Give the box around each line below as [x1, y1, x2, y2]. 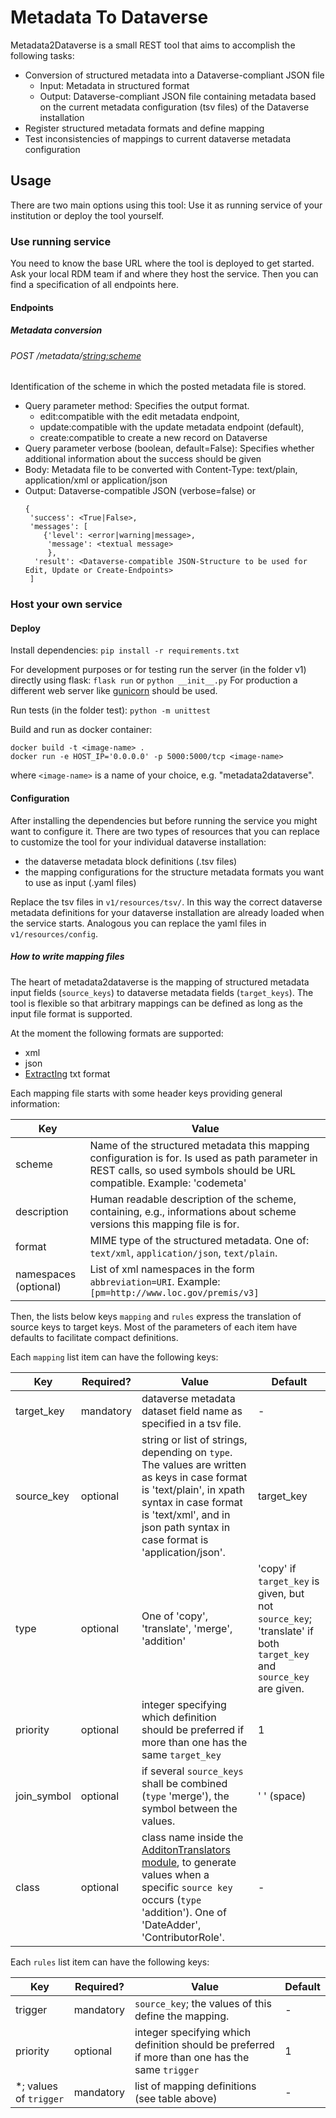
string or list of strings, [141, 1432, 248, 1446]
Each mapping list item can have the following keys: [10, 1351, 219, 1363]
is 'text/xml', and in [141, 1507, 231, 1521]
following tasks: [10, 49, 75, 61]
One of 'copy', [141, 1609, 208, 1623]
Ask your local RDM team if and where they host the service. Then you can [10, 268, 319, 280]
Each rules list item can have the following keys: [10, 1956, 210, 1968]
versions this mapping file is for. [89, 1217, 240, 1231]
